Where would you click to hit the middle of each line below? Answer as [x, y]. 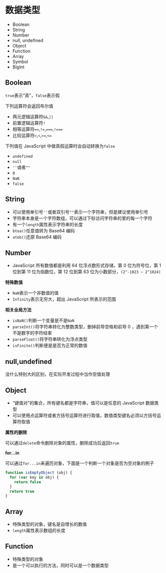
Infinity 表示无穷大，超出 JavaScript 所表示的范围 [64, 299]
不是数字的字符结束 [32, 333]
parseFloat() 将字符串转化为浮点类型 [50, 339]
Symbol [20, 61]
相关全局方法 [18, 310]
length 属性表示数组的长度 [39, 530]
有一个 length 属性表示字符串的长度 [48, 224]
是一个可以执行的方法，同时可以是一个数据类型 [60, 565]
